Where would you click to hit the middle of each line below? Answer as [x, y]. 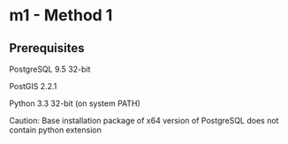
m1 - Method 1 [61, 15]
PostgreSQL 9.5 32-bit [50, 69]
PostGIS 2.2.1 [33, 86]
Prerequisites [47, 48]
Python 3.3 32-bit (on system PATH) [75, 103]
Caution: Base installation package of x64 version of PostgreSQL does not [144, 121]
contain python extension [55, 130]
